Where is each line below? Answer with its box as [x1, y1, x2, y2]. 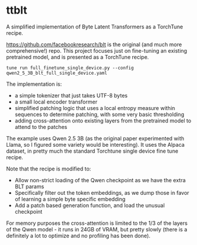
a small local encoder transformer [14, 98, 98, 105]
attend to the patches [14, 123, 68, 130]
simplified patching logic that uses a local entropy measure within [14, 104, 176, 111]
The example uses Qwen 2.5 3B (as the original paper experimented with [6, 134, 185, 142]
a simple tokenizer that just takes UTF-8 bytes [14, 92, 128, 99]
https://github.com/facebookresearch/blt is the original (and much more [6, 41, 182, 48]
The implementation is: [6, 80, 62, 88]
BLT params [14, 183, 45, 190]
